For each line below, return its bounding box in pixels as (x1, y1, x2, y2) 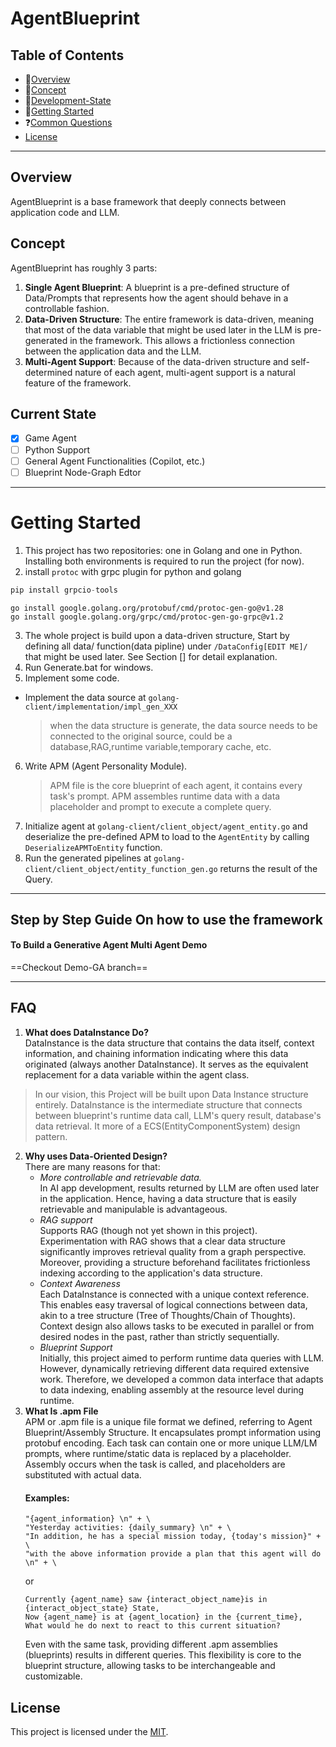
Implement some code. (24, 672, 120, 684)
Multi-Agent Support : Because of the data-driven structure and (24, 355, 289, 367)
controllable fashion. (24, 302, 110, 314)
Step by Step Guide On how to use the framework (10, 911, 324, 928)
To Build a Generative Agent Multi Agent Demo (10, 939, 208, 951)
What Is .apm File (24, 1405, 99, 1417)
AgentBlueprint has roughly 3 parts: (10, 262, 158, 274)
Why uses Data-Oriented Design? (24, 1150, 168, 1162)
